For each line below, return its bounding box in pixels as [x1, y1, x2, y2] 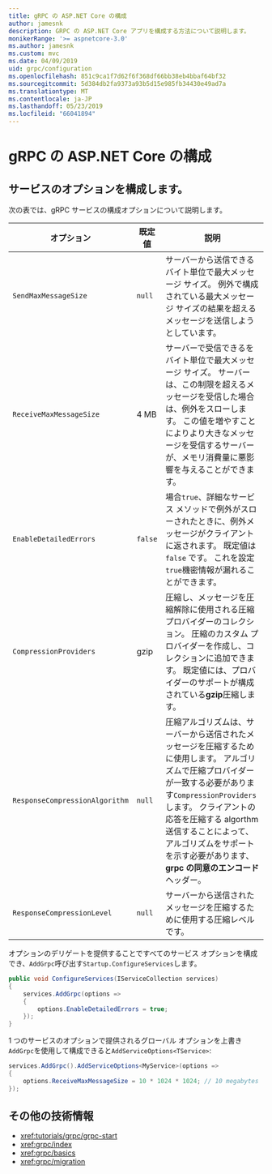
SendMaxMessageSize [12, 291, 87, 300]
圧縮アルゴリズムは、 [165, 717, 247, 727]
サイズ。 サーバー [183, 366, 251, 378]
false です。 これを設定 [165, 552, 255, 563]
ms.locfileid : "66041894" [8, 110, 96, 118]
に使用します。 [165, 753, 222, 764]
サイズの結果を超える [175, 303, 257, 314]
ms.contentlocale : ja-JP [8, 95, 92, 103]
